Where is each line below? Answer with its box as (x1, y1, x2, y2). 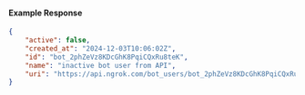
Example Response (8, 7, 83, 18)
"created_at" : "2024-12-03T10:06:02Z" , (25, 43, 177, 53)
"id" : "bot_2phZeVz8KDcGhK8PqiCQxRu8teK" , (25, 52, 188, 62)
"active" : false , (25, 36, 91, 45)
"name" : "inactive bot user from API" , (25, 61, 177, 70)
